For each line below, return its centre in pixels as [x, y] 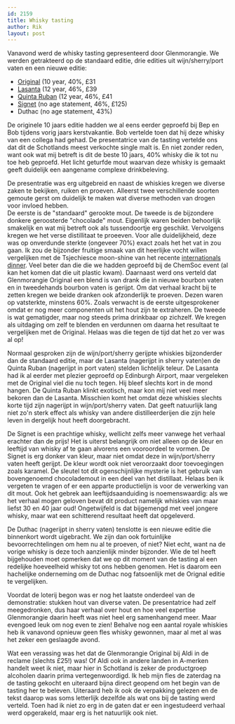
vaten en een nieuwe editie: [47, 68]
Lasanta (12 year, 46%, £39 [57, 89]
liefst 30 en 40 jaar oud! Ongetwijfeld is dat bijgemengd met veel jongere [113, 508]
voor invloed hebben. [38, 206]
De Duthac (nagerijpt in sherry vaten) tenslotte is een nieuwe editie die [109, 529]
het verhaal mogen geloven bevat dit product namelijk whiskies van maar [113, 501]
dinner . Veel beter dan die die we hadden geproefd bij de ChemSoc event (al [118, 265]
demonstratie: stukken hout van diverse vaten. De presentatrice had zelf [112, 603]
